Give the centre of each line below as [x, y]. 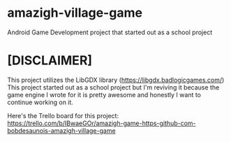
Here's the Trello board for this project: [63, 115]
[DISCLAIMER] [50, 61]
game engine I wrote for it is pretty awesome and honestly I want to [104, 94]
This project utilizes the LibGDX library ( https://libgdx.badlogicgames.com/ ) [116, 80]
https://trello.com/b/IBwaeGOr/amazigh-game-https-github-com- [102, 123]
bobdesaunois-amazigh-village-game [62, 130]
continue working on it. [40, 102]
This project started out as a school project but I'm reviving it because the [113, 87]
